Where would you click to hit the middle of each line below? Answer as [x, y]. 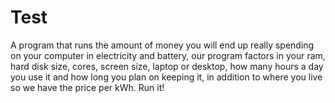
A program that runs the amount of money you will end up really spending [162, 45]
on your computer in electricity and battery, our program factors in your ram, [168, 55]
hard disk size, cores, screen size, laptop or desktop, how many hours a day [167, 66]
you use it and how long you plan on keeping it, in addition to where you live [166, 77]
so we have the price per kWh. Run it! [87, 87]
